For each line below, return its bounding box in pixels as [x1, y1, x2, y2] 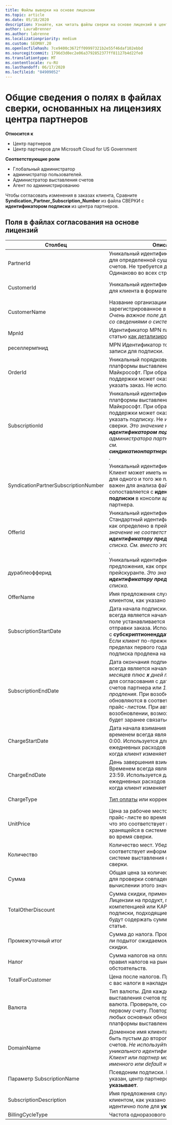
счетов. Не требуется [109, 262, 163, 270]
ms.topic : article [5, 12, 45, 17]
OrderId [8, 368, 27, 376]
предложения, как [109, 563, 155, 570]
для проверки [109, 875, 144, 883]
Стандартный [109, 516, 143, 523]
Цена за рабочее [109, 807, 151, 814]
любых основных [109, 1013, 152, 1020]
